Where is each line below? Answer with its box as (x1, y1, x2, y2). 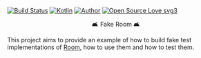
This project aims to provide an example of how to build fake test (7, 36, 192, 44)
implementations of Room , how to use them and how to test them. (7, 43, 195, 51)
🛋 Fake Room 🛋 (92, 20, 140, 28)
